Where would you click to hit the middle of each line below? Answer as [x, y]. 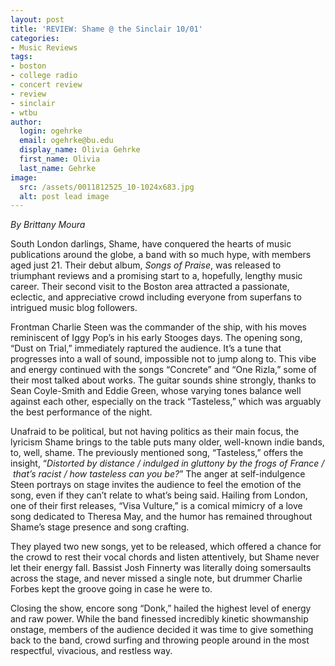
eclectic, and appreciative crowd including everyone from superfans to [156, 297]
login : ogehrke [51, 131]
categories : [35, 38]
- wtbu [24, 112]
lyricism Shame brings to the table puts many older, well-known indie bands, [167, 442]
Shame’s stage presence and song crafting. [100, 527]
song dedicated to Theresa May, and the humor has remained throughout [161, 517]
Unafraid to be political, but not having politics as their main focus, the [155, 432]
